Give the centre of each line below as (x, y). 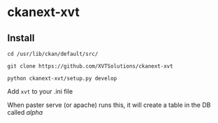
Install (21, 38)
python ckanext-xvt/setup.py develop (62, 78)
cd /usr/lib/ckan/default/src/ (53, 54)
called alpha (25, 112)
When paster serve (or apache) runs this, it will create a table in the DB (109, 105)
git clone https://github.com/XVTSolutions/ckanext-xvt (90, 66)
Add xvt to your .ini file (40, 91)
